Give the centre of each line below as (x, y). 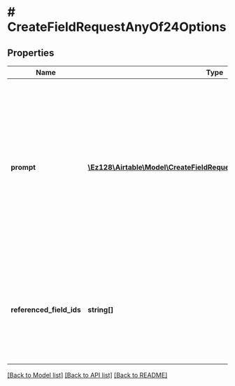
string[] (101, 310)
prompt (23, 167)
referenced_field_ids (46, 310)
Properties (31, 53)
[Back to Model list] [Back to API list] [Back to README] (87, 375)
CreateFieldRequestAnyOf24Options (117, 27)
